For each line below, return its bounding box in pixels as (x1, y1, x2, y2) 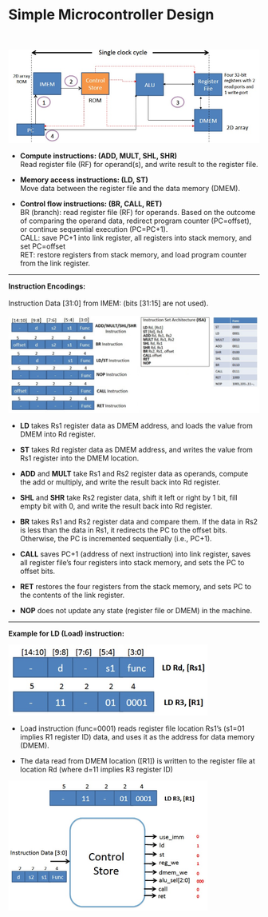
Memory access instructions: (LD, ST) (19, 174, 149, 185)
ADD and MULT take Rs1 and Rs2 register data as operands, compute (19, 468, 249, 478)
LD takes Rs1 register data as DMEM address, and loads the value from (19, 421, 253, 430)
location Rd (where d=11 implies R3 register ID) (19, 764, 174, 774)
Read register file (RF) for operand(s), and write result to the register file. (19, 159, 258, 169)
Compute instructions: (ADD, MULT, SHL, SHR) (19, 150, 178, 161)
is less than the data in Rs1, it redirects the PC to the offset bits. (19, 525, 227, 535)
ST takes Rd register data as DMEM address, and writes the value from (19, 445, 254, 454)
